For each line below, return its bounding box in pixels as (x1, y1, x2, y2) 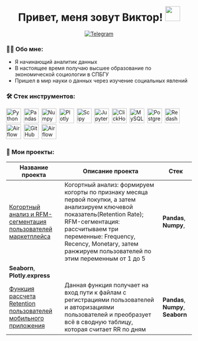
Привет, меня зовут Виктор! (18, 11, 163, 24)
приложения (9, 322, 45, 330)
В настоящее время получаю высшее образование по (14, 65, 151, 72)
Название (19, 163, 48, 171)
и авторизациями (64, 303, 114, 311)
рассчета (9, 292, 37, 300)
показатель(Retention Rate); (64, 210, 144, 218)
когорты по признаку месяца (64, 188, 148, 196)
